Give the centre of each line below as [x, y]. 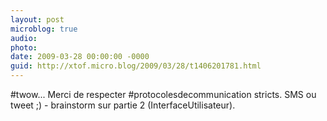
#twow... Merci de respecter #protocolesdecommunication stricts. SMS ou [163, 94]
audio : [24, 38]
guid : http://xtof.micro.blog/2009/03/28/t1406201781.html [136, 66]
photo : [24, 47]
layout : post [37, 19]
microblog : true [44, 29]
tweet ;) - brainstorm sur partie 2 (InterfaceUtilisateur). [123, 105]
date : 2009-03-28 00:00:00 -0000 [80, 57]
